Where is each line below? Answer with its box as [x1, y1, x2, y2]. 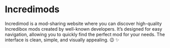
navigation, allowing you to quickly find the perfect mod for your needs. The [5, 31, 165, 37]
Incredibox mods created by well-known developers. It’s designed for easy [5, 26, 162, 32]
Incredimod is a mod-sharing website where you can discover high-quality [5, 20, 162, 27]
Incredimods [5, 4, 60, 15]
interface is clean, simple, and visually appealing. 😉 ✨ [5, 37, 120, 43]
